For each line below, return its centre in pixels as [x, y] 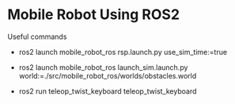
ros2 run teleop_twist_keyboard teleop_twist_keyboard [108, 91]
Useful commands [37, 37]
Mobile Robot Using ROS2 [93, 15]
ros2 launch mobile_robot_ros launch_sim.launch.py [103, 67]
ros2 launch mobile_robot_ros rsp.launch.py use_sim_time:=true [123, 52]
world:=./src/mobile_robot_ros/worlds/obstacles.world [108, 75]
